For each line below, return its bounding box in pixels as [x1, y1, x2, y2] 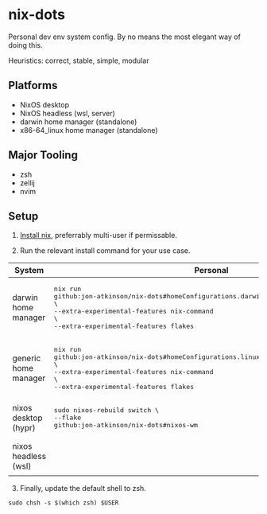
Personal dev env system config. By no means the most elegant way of [8, 32, 241, 41]
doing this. [8, 40, 43, 49]
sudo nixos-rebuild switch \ [53, 406, 160, 415]
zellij [19, 177, 36, 188]
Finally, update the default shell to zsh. [19, 484, 147, 493]
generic [12, 352, 41, 364]
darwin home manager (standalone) [19, 117, 137, 127]
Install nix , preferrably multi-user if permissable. [19, 231, 177, 240]
